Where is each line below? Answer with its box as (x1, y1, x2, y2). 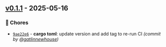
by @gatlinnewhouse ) (12, 36, 59, 42)
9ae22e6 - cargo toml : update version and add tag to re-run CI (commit (12, 30, 161, 37)
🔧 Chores (5, 19, 29, 26)
